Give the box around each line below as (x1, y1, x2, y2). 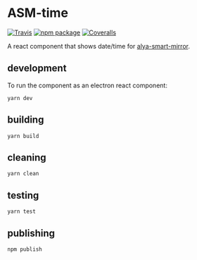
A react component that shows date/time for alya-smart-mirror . (7, 42, 190, 50)
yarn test (7, 208, 37, 216)
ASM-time (7, 5, 69, 21)
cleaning (7, 151, 47, 163)
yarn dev (7, 94, 33, 101)
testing (7, 189, 39, 202)
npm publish (7, 246, 42, 253)
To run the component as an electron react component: (7, 81, 167, 89)
